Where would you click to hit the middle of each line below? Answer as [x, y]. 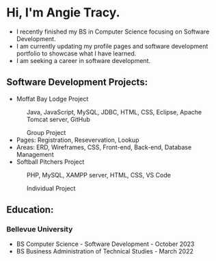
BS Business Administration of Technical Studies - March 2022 [105, 251]
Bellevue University [40, 229]
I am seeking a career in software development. [83, 60]
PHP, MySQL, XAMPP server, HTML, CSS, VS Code [99, 175]
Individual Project [51, 188]
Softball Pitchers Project [50, 162]
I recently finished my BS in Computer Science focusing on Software [113, 32]
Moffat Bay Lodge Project [52, 99]
